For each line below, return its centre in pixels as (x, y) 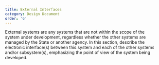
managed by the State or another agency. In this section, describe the (75, 42)
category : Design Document (32, 14)
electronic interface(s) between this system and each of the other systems (80, 47)
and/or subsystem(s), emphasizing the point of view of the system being (78, 52)
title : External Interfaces (34, 9)
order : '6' (16, 18)
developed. (16, 58)
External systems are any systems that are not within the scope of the (75, 32)
